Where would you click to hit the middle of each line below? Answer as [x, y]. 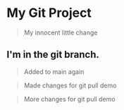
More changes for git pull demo [69, 99]
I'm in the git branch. [53, 55]
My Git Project [49, 13]
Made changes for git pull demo [70, 85]
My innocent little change [61, 32]
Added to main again [54, 71]
